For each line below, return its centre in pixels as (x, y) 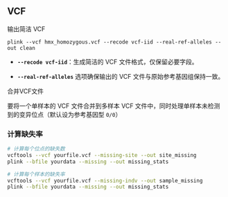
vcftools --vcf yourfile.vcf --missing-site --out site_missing (102, 155)
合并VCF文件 (25, 91)
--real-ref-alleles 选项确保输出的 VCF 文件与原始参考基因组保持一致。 (121, 76)
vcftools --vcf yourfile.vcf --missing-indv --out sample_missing (105, 180)
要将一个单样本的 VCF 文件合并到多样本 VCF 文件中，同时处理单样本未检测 (114, 106)
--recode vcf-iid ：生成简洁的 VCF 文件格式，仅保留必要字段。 (107, 62)
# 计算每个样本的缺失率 (36, 174)
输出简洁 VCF (26, 29)
